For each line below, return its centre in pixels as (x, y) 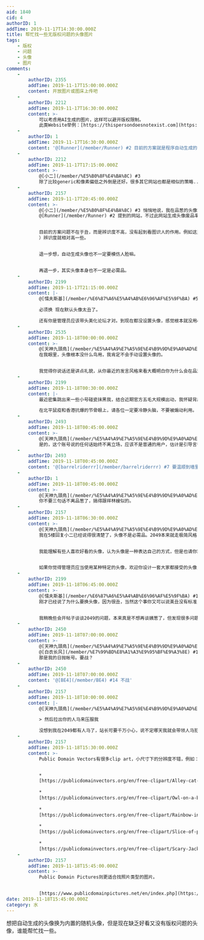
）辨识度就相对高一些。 (64, 238)
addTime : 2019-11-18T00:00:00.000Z (73, 338)
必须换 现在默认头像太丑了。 (70, 310)
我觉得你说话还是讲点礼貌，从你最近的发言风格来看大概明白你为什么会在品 (118, 371)
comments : (19, 69)
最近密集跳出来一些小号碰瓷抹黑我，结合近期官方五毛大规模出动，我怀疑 (116, 400)
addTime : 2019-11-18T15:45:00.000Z (73, 866)
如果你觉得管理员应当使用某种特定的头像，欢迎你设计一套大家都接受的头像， (120, 568)
